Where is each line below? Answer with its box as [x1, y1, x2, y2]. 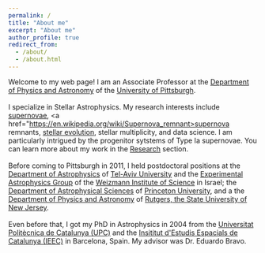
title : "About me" [8, 19, 69, 27]
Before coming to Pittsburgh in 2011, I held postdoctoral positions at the [8, 161, 241, 170]
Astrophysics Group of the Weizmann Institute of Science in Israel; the [8, 177, 237, 187]
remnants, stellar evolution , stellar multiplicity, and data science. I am [8, 127, 233, 136]
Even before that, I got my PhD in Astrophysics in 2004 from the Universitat [8, 219, 254, 229]
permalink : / [8, 11, 51, 20]
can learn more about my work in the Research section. [8, 143, 189, 154]
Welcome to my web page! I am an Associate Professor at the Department [8, 76, 249, 87]
